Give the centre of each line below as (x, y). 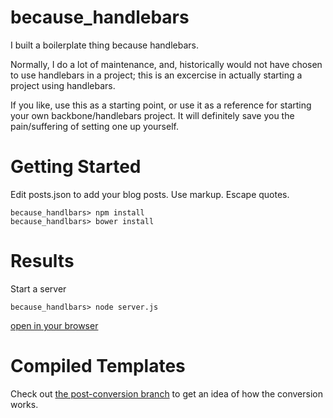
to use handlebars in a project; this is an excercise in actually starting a (156, 75)
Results (42, 261)
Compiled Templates (98, 366)
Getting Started (76, 167)
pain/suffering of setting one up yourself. (94, 126)
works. (24, 404)
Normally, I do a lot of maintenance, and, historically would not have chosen (166, 64)
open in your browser (54, 325)
